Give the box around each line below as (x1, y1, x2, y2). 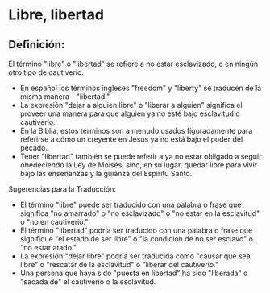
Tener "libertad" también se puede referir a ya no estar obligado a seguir (19, 151, 262, 161)
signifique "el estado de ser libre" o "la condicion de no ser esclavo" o (19, 234, 254, 243)
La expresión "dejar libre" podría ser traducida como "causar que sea (19, 251, 251, 261)
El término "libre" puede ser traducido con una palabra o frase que (19, 200, 242, 209)
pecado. (19, 143, 48, 152)
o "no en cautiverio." (19, 217, 89, 226)
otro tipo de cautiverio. (8, 68, 85, 77)
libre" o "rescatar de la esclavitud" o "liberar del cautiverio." (19, 260, 219, 269)
